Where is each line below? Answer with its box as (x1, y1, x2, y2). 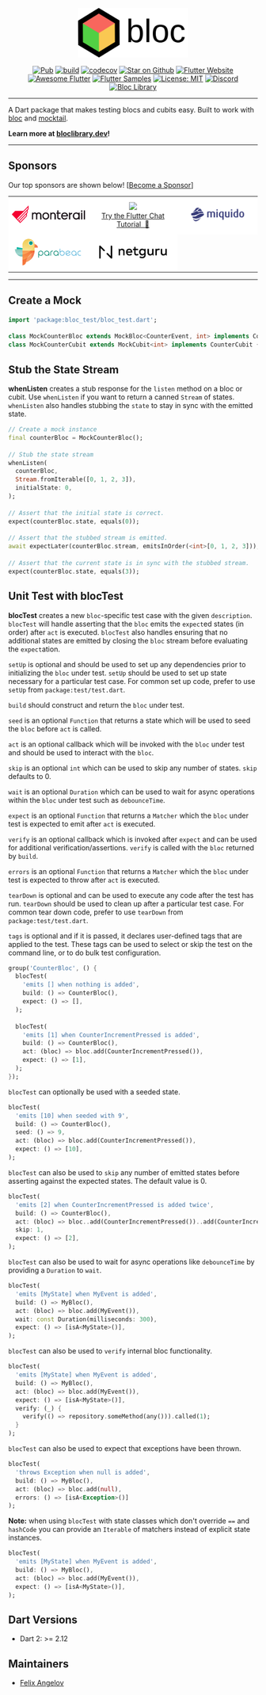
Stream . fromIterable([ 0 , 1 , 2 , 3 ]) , (15, 475, 136, 483)
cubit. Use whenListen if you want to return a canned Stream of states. (8, 392, 235, 402)
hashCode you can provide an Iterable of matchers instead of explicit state (8, 1525, 251, 1534)
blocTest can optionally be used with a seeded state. (8, 1086, 180, 1097)
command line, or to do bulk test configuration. (8, 948, 161, 957)
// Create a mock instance (8, 426, 97, 433)
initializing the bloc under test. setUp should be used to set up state (8, 668, 227, 678)
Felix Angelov (19, 1678, 65, 1688)
